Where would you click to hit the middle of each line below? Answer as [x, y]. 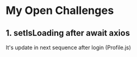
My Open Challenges [60, 11]
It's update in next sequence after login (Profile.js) [68, 47]
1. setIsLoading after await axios [68, 33]
